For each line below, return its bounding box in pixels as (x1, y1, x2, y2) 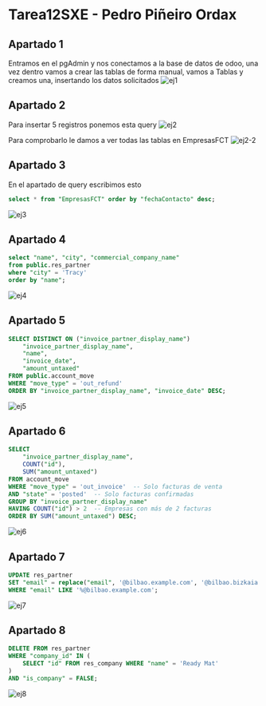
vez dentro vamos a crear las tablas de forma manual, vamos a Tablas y (8, 67, 244, 77)
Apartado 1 (8, 38, 64, 51)
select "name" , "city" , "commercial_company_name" (8, 254, 180, 262)
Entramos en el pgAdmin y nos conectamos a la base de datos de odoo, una (8, 58, 259, 68)
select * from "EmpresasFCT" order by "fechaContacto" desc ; (8, 195, 216, 203)
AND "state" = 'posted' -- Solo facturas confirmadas (8, 490, 194, 498)
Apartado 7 (8, 549, 65, 564)
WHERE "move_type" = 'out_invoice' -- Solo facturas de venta (8, 482, 223, 490)
